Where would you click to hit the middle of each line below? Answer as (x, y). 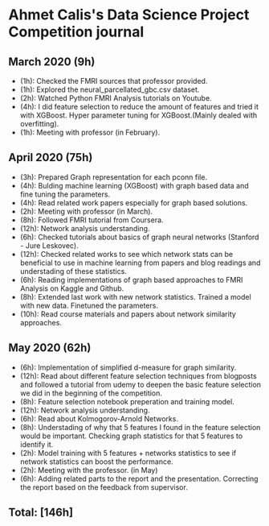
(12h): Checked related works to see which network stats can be (126, 254)
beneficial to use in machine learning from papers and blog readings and (140, 263)
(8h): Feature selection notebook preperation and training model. (127, 401)
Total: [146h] (41, 513)
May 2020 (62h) (50, 348)
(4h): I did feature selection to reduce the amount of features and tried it (139, 107)
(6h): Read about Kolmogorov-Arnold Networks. (99, 418)
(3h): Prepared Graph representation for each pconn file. (113, 177)
